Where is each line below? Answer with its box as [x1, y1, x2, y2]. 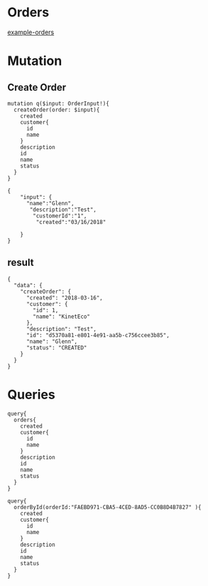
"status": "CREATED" [26, 344, 87, 351]
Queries [7, 386, 55, 403]
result [7, 257, 34, 269]
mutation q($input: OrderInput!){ [7, 100, 110, 107]
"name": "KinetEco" [33, 313, 91, 320]
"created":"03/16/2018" [35, 218, 106, 225]
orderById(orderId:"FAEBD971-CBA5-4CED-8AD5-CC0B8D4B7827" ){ [13, 503, 202, 510]
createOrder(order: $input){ [13, 106, 100, 113]
